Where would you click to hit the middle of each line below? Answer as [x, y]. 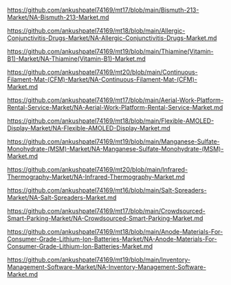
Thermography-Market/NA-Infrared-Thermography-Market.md [96, 177]
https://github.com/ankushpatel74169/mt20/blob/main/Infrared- [97, 169]
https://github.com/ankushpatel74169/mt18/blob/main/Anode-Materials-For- [115, 232]
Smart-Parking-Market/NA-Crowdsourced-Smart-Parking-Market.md [105, 218]
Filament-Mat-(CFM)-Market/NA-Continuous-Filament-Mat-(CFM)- [102, 79]
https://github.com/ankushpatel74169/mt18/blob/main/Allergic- [96, 31]
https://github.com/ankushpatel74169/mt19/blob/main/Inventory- [99, 259]
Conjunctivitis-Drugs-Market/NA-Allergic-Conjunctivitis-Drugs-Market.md [112, 38]
